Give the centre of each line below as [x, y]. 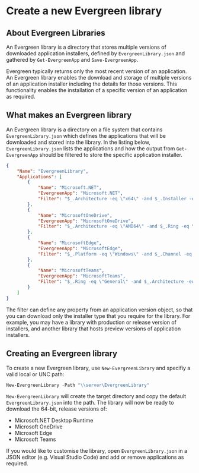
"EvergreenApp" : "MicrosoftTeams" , [82, 276]
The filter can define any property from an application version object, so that [99, 310]
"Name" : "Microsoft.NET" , [70, 188]
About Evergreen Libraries [56, 33]
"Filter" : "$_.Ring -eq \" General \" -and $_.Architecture [111, 282]
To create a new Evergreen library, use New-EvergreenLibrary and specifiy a [98, 368]
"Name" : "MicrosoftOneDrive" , [75, 215]
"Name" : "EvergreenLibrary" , [53, 171]
